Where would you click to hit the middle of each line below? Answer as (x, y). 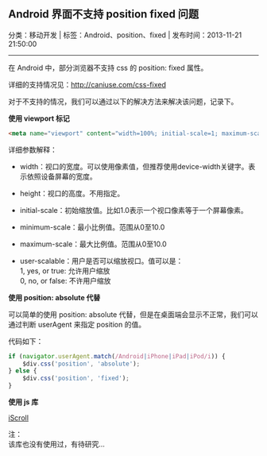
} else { (23, 371)
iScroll (19, 418)
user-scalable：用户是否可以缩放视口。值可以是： (101, 261)
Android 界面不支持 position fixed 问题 (104, 14)
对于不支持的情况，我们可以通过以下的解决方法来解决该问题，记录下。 (123, 101)
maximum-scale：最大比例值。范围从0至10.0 (93, 244)
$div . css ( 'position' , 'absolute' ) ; (81, 364)
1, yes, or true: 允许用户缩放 (65, 271)
